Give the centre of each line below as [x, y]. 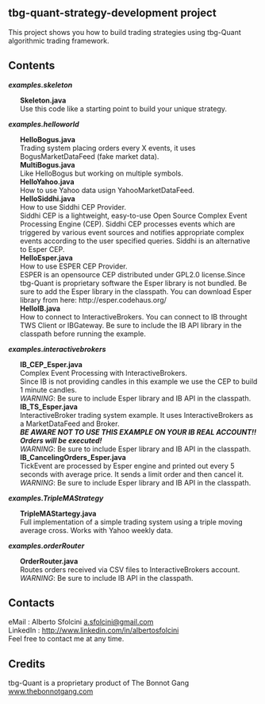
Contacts [32, 603]
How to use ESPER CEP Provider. [74, 266]
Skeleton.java [43, 100]
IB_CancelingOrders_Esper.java [73, 457]
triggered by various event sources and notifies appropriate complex [132, 232]
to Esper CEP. [42, 249]
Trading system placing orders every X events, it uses [108, 148]
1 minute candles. [48, 389]
